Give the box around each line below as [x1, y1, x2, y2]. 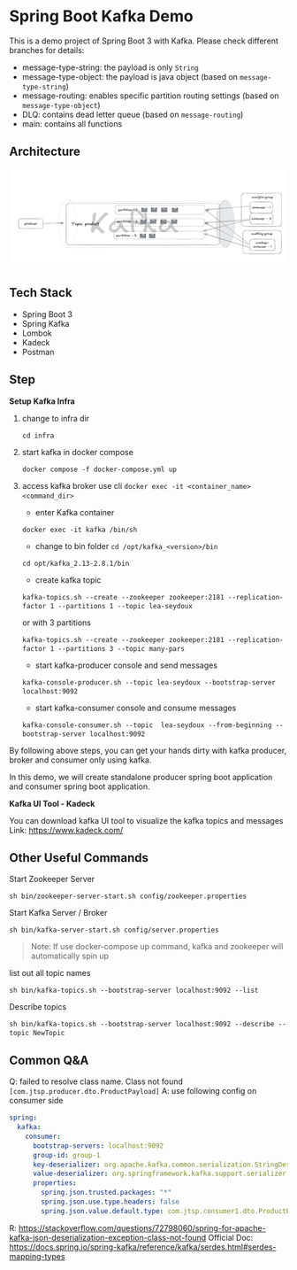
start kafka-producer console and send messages [34, 660, 218, 670]
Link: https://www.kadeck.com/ [9, 825, 124, 835]
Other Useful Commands [9, 850, 148, 865]
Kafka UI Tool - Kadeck [9, 798, 95, 809]
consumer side [9, 1096, 64, 1106]
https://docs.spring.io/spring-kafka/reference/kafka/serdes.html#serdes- [9, 1242, 277, 1252]
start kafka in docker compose [21, 446, 134, 457]
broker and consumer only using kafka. [9, 755, 152, 765]
